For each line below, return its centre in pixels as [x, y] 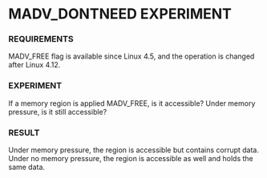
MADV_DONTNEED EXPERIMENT [120, 14]
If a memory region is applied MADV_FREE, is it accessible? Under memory [132, 103]
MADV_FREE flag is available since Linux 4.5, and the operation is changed [131, 56]
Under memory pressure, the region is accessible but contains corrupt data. [133, 150]
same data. [27, 167]
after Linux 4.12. [34, 65]
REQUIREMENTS [41, 39]
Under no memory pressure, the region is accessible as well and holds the [131, 159]
